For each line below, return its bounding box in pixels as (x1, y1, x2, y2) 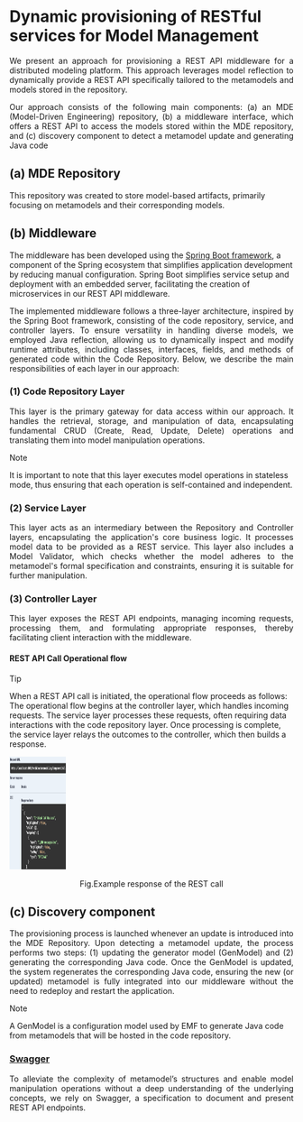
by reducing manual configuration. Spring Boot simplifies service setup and (9, 269, 290, 280)
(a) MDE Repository (9, 166, 121, 181)
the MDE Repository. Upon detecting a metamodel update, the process (9, 938, 294, 949)
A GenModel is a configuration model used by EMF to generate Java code (9, 1021, 284, 1032)
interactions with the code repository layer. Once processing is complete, (9, 719, 281, 730)
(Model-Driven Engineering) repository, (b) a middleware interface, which (9, 111, 294, 122)
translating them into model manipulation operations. (9, 435, 206, 446)
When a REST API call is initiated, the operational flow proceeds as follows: (9, 690, 288, 701)
